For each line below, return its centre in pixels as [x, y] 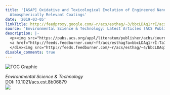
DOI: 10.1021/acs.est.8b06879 [36, 82]
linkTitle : [17, 24]
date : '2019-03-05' [26, 19]
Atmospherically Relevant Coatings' [48, 15]
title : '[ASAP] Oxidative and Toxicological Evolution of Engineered [80, 10]
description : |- [22, 33]
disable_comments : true [30, 52]
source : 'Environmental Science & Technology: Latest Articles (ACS [79, 29]
